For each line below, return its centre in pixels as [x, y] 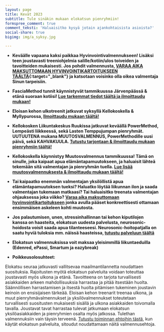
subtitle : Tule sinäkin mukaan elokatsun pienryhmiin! [62, 19]
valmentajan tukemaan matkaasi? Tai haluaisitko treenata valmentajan [85, 192]
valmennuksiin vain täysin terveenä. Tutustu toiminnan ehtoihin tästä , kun [79, 319]
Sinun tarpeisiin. [29, 81]
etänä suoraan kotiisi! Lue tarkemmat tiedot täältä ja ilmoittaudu [79, 96]
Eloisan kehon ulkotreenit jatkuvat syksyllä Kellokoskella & [73, 111]
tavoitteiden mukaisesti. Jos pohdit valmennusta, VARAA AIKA [78, 66]
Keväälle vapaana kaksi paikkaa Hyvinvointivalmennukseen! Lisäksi [83, 55]
